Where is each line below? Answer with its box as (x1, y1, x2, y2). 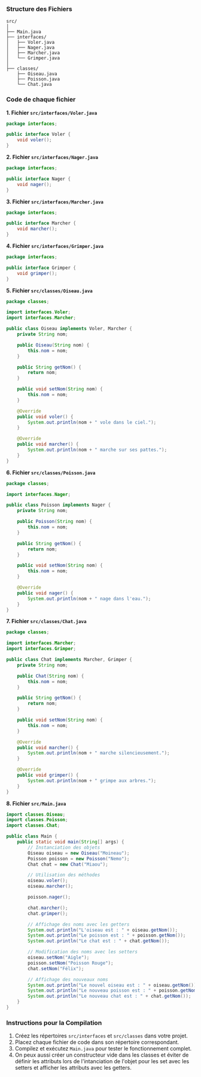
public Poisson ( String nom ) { (17, 519, 93, 525)
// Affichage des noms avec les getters (28, 921, 130, 928)
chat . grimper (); (28, 910, 68, 917)
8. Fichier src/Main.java (6, 800, 66, 807)
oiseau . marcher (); (28, 883, 74, 890)
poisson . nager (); (28, 894, 71, 901)
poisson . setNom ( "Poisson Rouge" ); (28, 960, 114, 966)
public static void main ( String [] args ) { (17, 839, 124, 845)
